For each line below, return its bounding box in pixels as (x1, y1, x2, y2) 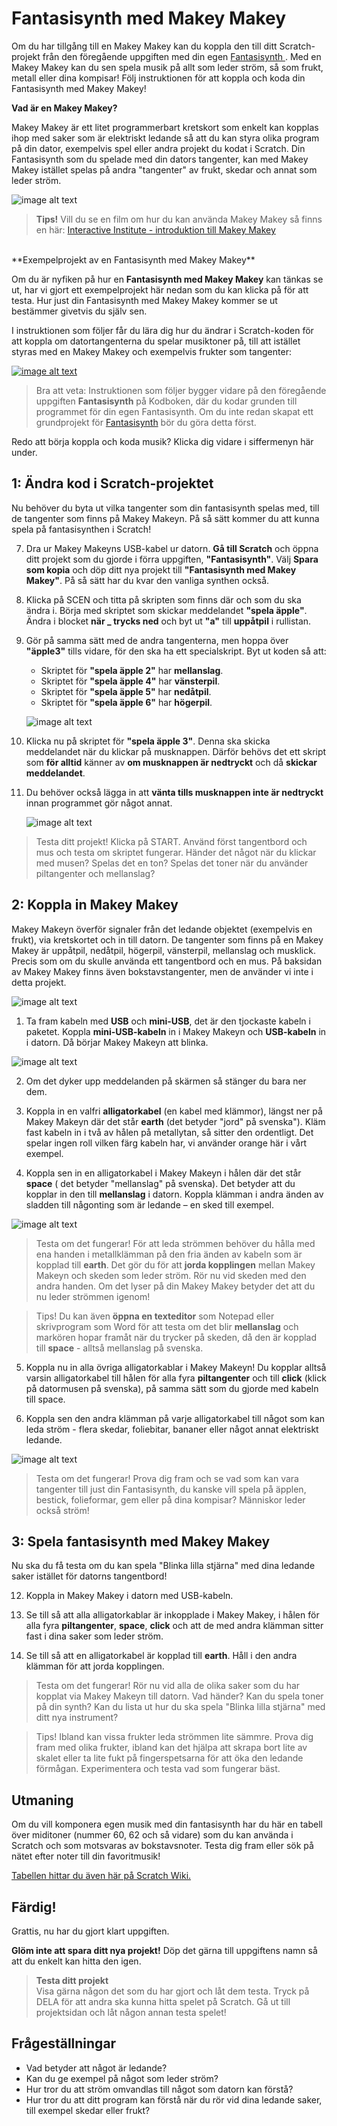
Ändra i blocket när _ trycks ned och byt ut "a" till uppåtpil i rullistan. (25, 615, 312, 627)
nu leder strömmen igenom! (35, 1290, 151, 1302)
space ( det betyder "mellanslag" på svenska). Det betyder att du (25, 1177, 296, 1189)
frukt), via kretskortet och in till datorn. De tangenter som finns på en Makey (11, 933, 324, 946)
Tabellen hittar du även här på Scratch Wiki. (11, 1870, 192, 1882)
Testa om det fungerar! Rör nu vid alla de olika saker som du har (35, 1680, 301, 1692)
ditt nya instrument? (35, 1712, 119, 1724)
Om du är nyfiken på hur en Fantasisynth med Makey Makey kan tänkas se (11, 273, 324, 285)
